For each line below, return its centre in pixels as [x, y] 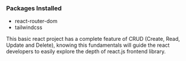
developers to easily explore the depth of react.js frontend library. [86, 52]
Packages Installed [34, 8]
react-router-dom [36, 21]
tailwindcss [28, 27]
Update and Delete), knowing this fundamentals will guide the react [88, 45]
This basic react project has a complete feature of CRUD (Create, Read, [93, 39]
